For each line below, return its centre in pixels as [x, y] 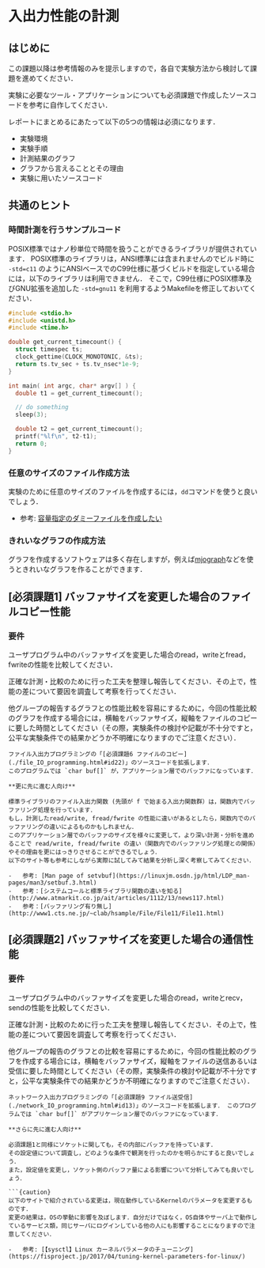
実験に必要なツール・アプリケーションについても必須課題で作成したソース [129, 95]
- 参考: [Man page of [46, 876]
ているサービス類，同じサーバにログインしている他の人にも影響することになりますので [129, 1226]
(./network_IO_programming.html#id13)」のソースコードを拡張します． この [123, 1105]
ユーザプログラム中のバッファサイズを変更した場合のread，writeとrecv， [128, 997]
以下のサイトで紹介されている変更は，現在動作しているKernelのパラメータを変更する [127, 1200]
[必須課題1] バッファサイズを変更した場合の [114, 597]
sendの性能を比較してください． [61, 1007]
